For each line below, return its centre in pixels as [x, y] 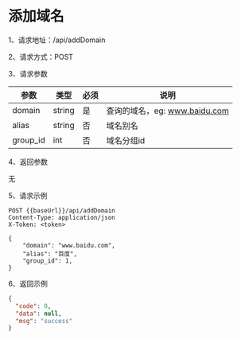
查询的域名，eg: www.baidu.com [167, 111]
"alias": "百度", [50, 254]
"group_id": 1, [48, 261]
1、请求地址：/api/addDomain [57, 40]
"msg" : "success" [44, 321]
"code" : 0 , [33, 306]
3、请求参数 [28, 73]
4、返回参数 [28, 162]
